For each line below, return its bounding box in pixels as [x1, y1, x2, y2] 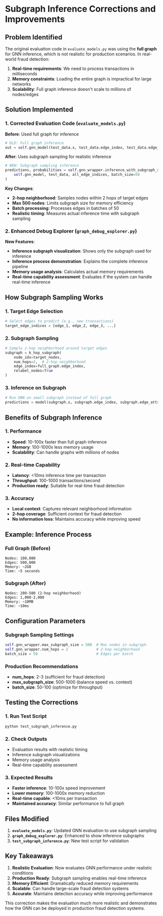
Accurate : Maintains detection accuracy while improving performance [12, 890, 153, 897]
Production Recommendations [5, 663, 79, 670]
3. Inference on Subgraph [5, 385, 66, 391]
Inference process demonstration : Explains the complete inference [12, 258, 148, 264]
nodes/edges [12, 91, 39, 97]
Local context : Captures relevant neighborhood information [12, 506, 132, 512]
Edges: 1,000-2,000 [5, 595, 45, 600]
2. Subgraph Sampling [5, 335, 59, 341]
